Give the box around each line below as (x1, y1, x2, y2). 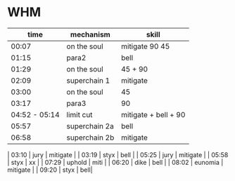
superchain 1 (66, 75, 110, 85)
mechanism (70, 29, 110, 39)
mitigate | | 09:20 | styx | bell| (7, 166, 93, 174)
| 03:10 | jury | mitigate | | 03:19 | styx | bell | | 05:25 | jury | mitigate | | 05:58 (7, 150, 229, 159)
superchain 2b (66, 133, 115, 142)
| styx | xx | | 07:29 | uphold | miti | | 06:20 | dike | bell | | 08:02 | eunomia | (7, 158, 224, 166)
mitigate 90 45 (120, 41, 170, 51)
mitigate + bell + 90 (120, 109, 186, 119)
